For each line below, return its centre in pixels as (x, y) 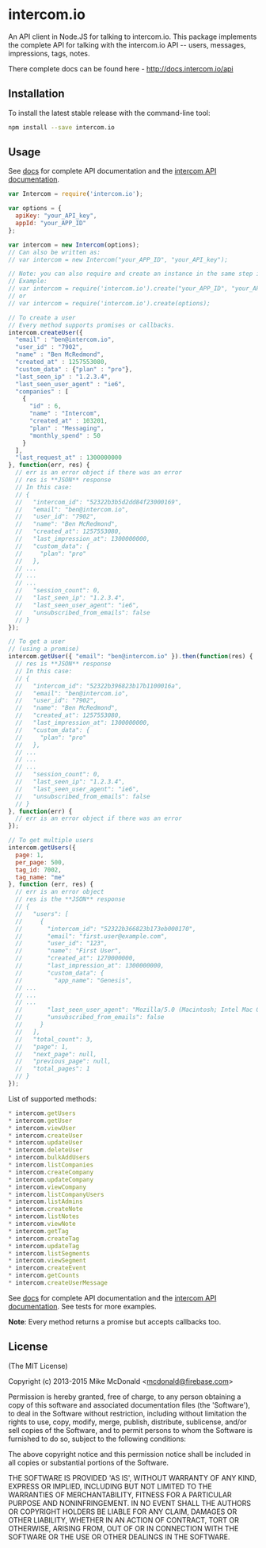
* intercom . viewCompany (47, 1187)
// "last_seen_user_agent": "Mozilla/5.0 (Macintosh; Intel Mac (134, 1010)
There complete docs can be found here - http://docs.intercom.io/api (121, 68)
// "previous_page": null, (63, 1061)
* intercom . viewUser (42, 1128)
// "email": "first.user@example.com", (92, 936)
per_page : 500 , (40, 862)
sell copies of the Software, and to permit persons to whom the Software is (131, 1430)
